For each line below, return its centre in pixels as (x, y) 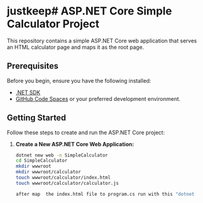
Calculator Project (53, 24)
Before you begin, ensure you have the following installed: (79, 80)
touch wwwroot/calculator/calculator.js (67, 183)
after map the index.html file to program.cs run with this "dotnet (105, 194)
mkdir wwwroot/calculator (48, 172)
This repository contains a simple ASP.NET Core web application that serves (102, 40)
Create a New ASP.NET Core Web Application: (75, 144)
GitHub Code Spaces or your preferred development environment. (98, 98)
